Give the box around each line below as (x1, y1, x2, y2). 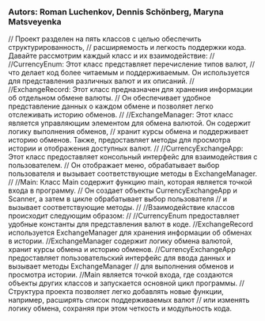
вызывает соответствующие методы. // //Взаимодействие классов (8, 203, 235, 212)
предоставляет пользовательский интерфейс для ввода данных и (8, 253, 232, 263)
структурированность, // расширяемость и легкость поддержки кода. (8, 43, 247, 52)
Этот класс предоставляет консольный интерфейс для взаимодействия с (8, 152, 258, 162)
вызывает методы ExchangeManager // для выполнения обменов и (8, 262, 235, 271)
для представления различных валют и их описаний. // (8, 76, 195, 86)
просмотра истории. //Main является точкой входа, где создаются (8, 270, 233, 280)
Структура (8, 287, 44, 296)
